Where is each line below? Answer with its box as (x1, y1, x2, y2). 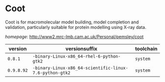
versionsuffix (65, 45, 98, 52)
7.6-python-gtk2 (32, 70, 71, 76)
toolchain (135, 45, 158, 52)
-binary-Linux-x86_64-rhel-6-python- (32, 53, 121, 59)
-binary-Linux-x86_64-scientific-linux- (32, 65, 129, 71)
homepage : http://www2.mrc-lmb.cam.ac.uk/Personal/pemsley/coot (5, 34, 144, 40)
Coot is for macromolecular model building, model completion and (5, 19, 139, 25)
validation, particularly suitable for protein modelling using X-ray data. (5, 24, 146, 30)
